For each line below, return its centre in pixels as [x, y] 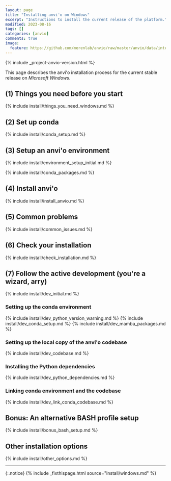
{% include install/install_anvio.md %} [45, 201]
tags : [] [15, 29]
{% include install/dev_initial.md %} [42, 294]
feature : [19, 48]
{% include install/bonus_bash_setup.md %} [52, 430]
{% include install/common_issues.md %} [49, 229]
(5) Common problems [42, 217]
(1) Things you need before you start [64, 94]
